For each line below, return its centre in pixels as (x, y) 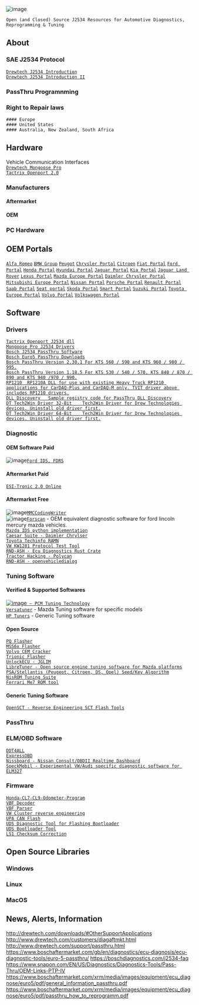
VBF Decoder (21, 803)
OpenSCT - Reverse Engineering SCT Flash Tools (65, 708)
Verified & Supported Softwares (46, 590)
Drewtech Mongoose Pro (34, 167)
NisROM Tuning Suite (31, 677)
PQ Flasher (19, 642)
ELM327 (14, 771)
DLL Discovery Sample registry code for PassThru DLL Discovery (89, 398)
